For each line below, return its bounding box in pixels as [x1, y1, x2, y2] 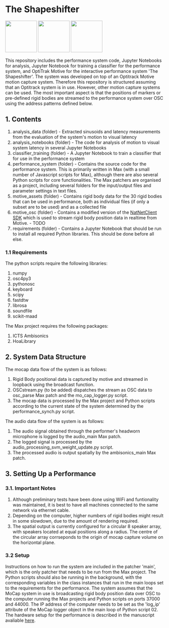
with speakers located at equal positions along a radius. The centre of [12, 528, 158, 535]
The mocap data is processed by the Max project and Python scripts [12, 398, 155, 404]
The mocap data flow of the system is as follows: [5, 366, 107, 372]
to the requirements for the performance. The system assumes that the [5, 585, 153, 591]
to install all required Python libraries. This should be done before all [12, 230, 154, 237]
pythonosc [12, 281, 35, 287]
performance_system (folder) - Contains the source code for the [12, 161, 147, 167]
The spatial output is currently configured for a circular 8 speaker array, [12, 523, 161, 529]
